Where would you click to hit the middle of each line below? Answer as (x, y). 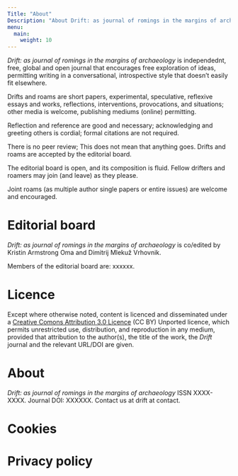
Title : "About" (30, 14)
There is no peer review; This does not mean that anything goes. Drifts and (117, 147)
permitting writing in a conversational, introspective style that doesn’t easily (118, 76)
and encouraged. (33, 197)
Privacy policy (50, 461)
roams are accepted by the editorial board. (70, 154)
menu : (15, 27)
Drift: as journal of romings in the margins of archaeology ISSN (100, 392)
